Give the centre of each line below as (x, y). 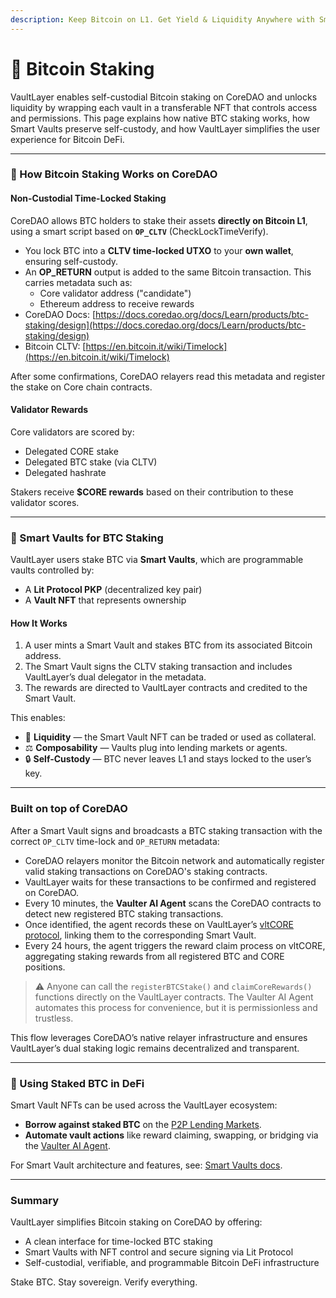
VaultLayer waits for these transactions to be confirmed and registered (170, 882)
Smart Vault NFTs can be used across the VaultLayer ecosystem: (144, 1105)
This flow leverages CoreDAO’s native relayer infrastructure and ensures (159, 1037)
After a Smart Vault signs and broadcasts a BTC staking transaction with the (166, 830)
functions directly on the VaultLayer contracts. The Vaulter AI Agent (174, 997)
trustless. (54, 1018)
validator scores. (45, 502)
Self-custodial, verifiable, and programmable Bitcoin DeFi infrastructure (172, 1263)
